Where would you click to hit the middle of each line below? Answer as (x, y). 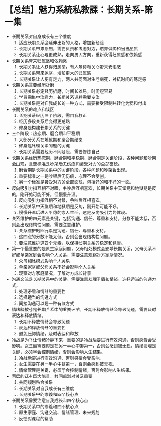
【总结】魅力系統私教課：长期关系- (75, 10)
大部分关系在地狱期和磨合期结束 (51, 139)
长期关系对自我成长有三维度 (47, 388)
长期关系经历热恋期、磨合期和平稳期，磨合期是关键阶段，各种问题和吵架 (84, 158)
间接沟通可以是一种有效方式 (47, 303)
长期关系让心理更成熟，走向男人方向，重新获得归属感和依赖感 (80, 54)
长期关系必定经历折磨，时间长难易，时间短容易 (65, 91)
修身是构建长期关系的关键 (44, 127)
